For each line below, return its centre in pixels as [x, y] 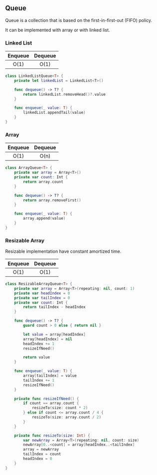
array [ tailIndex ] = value [50, 376]
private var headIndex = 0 [42, 293]
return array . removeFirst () [52, 200]
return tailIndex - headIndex [54, 307]
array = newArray [41, 450]
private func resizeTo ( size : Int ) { [52, 436]
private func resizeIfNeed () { [47, 399]
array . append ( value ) [44, 219]
